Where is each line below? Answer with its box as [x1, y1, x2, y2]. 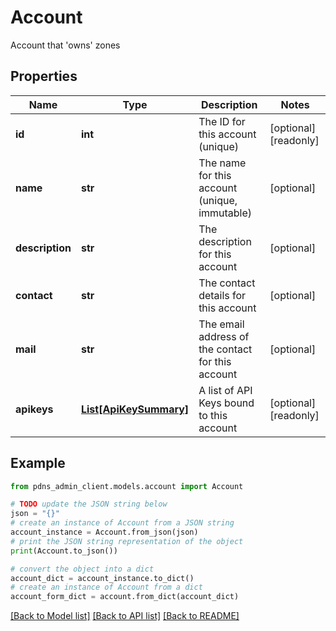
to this [198, 408, 228, 422]
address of [198, 329, 250, 343]
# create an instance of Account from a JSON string [10, 518, 235, 528]
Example [10, 455, 66, 472]
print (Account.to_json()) [10, 546, 118, 556]
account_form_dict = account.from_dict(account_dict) [10, 592, 240, 602]
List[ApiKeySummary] [80, 402, 190, 416]
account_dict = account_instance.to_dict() [10, 573, 195, 583]
